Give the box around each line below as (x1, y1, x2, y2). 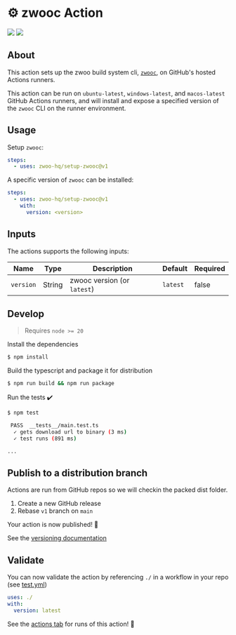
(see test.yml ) (7, 580, 48, 589)
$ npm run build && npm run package (7, 380, 114, 387)
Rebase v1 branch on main (17, 507, 93, 515)
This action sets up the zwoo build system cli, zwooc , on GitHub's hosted (7, 68, 216, 76)
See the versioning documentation (7, 534, 107, 542)
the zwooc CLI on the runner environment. (7, 104, 126, 112)
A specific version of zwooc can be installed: (7, 175, 134, 184)
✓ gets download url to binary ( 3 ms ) (13, 428, 128, 436)
